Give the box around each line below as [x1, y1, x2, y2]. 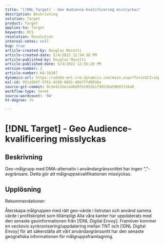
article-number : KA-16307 [5, 71, 58, 76]
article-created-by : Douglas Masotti [5, 48, 82, 53]
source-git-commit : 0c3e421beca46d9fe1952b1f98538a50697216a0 [5, 84, 134, 89]
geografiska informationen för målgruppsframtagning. [5, 233, 114, 239]
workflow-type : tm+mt [5, 89, 49, 94]
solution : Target [5, 16, 41, 21]
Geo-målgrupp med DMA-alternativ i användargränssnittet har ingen [5, 166, 143, 172]
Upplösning [5, 185, 41, 193]
